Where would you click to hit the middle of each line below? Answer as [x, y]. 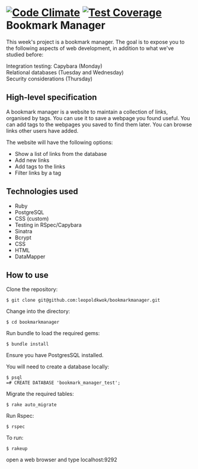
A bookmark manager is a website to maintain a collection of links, [87, 112]
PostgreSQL [29, 212]
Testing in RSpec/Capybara [48, 225]
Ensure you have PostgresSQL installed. [55, 355]
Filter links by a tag [38, 173]
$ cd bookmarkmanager [33, 322]
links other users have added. [42, 130]
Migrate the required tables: [40, 394]
